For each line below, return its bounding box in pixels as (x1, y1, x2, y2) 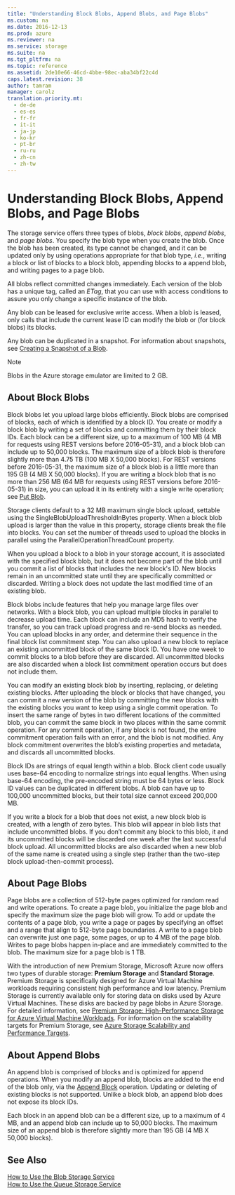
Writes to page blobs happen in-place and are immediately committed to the (7, 941, 228, 949)
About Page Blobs (7, 877, 88, 889)
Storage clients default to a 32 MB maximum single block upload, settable (7, 506, 220, 514)
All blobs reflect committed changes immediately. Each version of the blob (7, 279, 222, 288)
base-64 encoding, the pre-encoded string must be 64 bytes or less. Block (7, 776, 224, 785)
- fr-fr (13, 114, 36, 121)
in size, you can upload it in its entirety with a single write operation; (27, 485, 224, 493)
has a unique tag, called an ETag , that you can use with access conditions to (7, 287, 229, 295)
